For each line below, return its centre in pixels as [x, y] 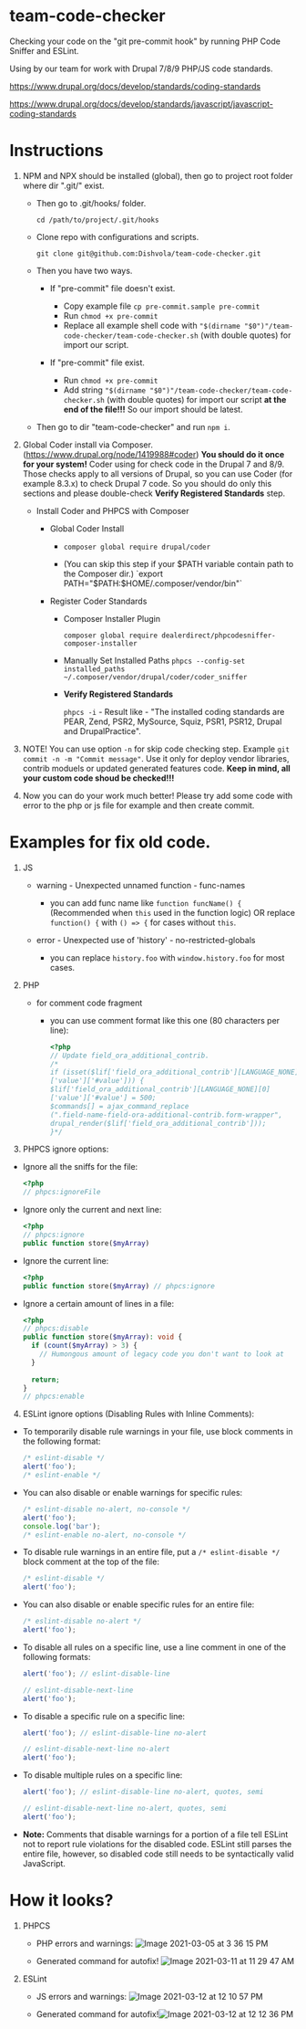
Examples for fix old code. [110, 842]
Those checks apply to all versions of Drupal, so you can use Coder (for [158, 473]
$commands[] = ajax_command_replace [119, 1106]
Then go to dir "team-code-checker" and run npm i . [133, 426]
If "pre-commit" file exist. [97, 363]
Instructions [56, 151]
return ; [46, 1380]
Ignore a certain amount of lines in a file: [98, 1303]
